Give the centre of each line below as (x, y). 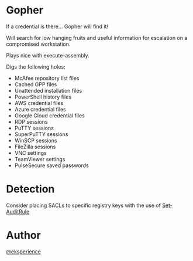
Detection (30, 189)
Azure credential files (40, 109)
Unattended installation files (48, 90)
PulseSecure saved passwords (51, 165)
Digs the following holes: (36, 67)
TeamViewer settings (40, 159)
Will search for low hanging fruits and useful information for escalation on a (97, 38)
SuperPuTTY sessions (41, 134)
